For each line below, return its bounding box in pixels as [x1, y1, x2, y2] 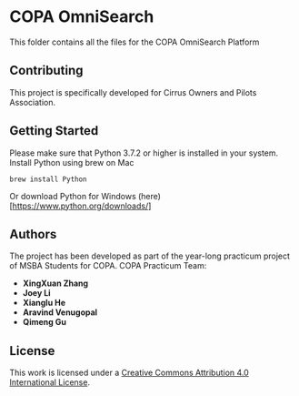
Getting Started [9, 123, 99, 138]
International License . [9, 377, 91, 388]
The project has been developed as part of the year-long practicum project [9, 250, 291, 261]
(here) [137, 190, 162, 201]
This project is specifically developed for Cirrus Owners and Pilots [9, 86, 257, 97]
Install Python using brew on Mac [9, 157, 135, 168]
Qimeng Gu [22, 317, 66, 328]
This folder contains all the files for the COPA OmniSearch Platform [9, 36, 260, 47]
